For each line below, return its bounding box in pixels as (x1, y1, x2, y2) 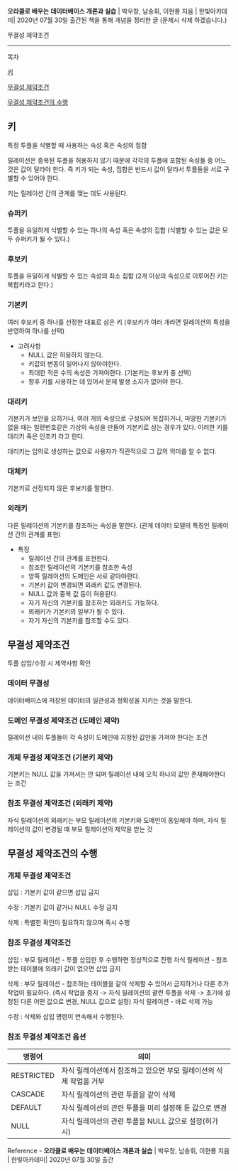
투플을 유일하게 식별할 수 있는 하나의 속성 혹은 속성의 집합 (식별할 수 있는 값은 (7, 226, 221, 234)
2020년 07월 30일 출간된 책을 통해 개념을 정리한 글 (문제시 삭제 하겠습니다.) (16, 16, 227, 24)
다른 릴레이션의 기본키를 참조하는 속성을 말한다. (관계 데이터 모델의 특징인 (7, 521, 210, 529)
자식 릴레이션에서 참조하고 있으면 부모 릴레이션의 (61, 1065, 215, 1075)
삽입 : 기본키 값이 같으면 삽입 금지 (7, 888, 100, 897)
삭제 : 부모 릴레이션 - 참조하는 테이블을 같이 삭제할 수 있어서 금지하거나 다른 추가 (7, 979, 229, 988)
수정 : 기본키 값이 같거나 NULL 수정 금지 (7, 903, 118, 912)
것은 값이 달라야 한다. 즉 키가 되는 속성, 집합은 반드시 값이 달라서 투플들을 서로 (7, 165, 222, 173)
